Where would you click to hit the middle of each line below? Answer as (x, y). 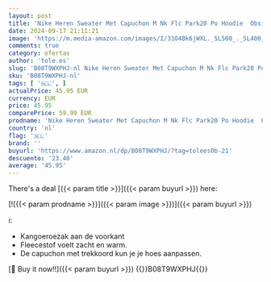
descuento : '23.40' (41, 158)
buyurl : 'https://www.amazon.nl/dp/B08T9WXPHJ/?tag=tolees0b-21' (120, 151)
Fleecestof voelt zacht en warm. (73, 245)
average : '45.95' (38, 166)
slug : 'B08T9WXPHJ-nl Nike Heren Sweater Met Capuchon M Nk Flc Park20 (131, 68)
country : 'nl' (32, 128)
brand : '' (25, 143)
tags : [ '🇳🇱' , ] (38, 83)
